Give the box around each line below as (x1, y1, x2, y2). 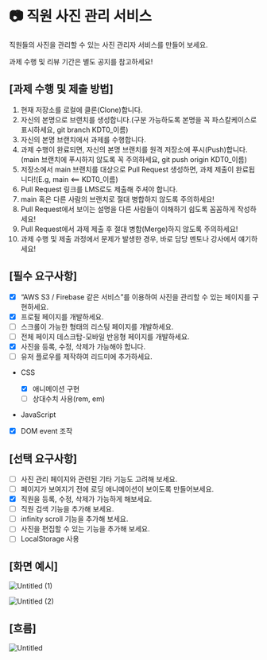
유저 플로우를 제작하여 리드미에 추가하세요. (20, 351, 153, 361)
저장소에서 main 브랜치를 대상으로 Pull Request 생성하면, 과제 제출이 (20, 164, 234, 174)
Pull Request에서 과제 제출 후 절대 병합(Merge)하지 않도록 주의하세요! (20, 224, 238, 234)
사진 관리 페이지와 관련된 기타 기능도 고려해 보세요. (20, 474, 178, 484)
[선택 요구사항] (9, 452, 78, 465)
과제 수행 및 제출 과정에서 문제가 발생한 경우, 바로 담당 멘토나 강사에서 (20, 234, 237, 243)
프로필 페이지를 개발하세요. (20, 311, 104, 322)
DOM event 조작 (20, 426, 73, 436)
